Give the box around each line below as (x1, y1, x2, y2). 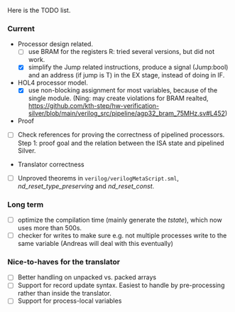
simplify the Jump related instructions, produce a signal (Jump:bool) (28, 63, 229, 72)
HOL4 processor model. (17, 78, 89, 87)
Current (7, 23, 35, 33)
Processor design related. (17, 40, 94, 48)
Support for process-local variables (17, 296, 122, 305)
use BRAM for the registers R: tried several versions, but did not (28, 48, 215, 56)
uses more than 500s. (17, 223, 82, 232)
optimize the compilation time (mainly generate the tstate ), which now (17, 215, 222, 224)
